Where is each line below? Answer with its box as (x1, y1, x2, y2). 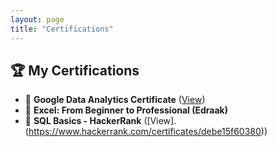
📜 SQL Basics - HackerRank (24, 115, 142, 127)
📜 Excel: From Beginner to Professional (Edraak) (24, 104, 228, 116)
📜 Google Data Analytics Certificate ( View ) (24, 94, 206, 106)
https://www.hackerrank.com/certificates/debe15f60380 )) (28, 126, 268, 138)
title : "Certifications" (10, 24, 114, 34)
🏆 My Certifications (10, 62, 140, 79)
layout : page (10, 14, 65, 25)
